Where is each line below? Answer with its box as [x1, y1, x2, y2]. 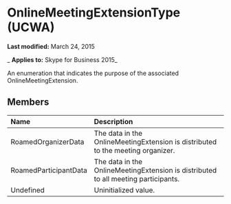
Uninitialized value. [93, 185, 155, 194]
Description [93, 116, 133, 126]
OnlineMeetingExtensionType [7, 5, 181, 21]
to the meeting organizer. [93, 145, 175, 155]
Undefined [10, 185, 45, 194]
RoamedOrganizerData [10, 136, 85, 146]
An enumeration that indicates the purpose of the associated [7, 69, 179, 77]
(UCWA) [7, 19, 55, 35]
